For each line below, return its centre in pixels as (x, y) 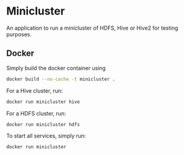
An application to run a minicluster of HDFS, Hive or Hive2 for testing (92, 28)
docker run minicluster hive (43, 102)
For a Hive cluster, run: (35, 91)
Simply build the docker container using (56, 68)
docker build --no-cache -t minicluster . (61, 79)
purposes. (19, 34)
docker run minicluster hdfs (43, 124)
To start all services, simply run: (46, 136)
